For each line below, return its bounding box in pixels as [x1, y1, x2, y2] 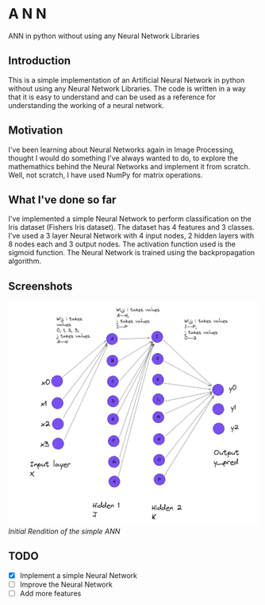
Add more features [19, 588, 82, 598]
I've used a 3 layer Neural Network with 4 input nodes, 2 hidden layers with [8, 231, 255, 241]
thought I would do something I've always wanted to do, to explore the [8, 153, 238, 163]
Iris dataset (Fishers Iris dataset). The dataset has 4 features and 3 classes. [8, 223, 255, 232]
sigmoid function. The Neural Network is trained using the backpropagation [8, 248, 255, 258]
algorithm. [8, 256, 42, 266]
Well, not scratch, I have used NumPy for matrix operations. [8, 170, 203, 180]
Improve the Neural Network [19, 580, 113, 589]
